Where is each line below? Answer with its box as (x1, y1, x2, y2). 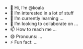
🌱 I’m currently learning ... (10, 15, 64, 21)
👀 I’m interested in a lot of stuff (10, 10, 74, 16)
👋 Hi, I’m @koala (10, 5, 44, 10)
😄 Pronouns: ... (10, 33, 43, 39)
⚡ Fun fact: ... (10, 39, 38, 45)
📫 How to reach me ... (10, 26, 57, 32)
